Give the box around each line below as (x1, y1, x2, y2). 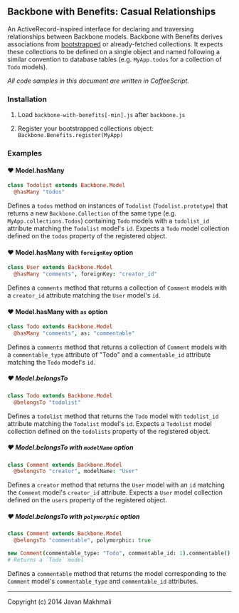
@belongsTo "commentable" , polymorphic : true (14, 537, 152, 544)
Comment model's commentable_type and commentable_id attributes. (7, 577, 198, 585)
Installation (7, 94, 48, 104)
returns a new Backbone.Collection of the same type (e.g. (7, 208, 176, 217)
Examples (7, 148, 43, 158)
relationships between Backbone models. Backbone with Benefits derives (7, 32, 223, 41)
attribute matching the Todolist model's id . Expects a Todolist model (7, 419, 212, 427)
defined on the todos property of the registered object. (7, 231, 167, 240)
